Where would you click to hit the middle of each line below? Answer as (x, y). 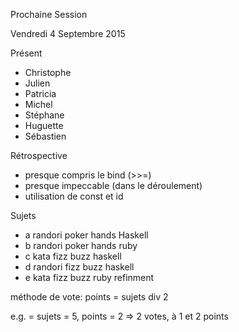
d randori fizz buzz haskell (79, 267)
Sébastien (45, 136)
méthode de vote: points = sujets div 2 (89, 297)
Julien (37, 83)
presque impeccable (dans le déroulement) (113, 185)
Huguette (44, 125)
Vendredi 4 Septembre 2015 (68, 33)
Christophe (48, 72)
